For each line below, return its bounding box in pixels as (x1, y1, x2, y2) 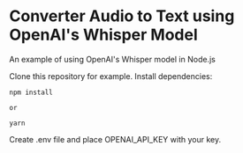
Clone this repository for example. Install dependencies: (9, 70, 213, 81)
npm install (9, 88, 53, 97)
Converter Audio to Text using (9, 6, 235, 26)
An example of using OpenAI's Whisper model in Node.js (9, 54, 216, 64)
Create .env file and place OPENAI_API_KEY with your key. (9, 134, 222, 144)
